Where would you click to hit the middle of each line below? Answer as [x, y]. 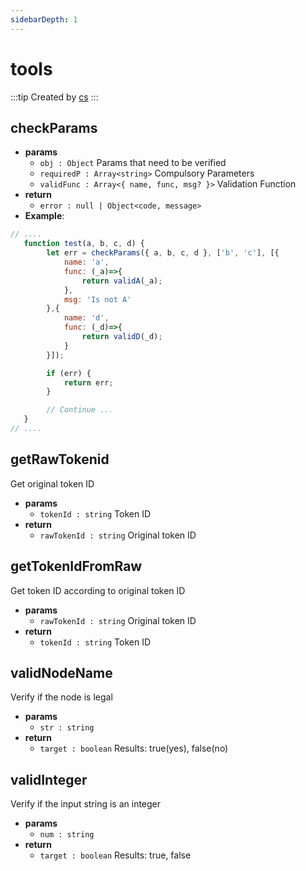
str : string [67, 728]
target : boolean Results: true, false [115, 855]
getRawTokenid [60, 459]
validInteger [49, 779]
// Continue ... [80, 410]
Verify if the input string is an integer [86, 804]
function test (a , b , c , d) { [84, 244]
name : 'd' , [86, 318]
